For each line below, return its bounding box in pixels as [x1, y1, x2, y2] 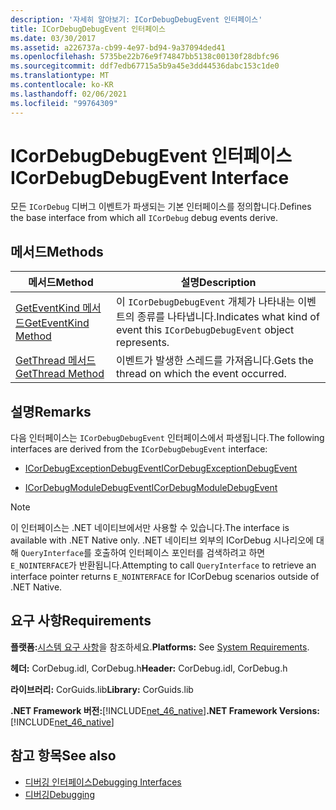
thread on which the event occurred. [116, 367, 287, 381]
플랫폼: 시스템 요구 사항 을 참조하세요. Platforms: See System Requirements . [10, 641, 310, 653]
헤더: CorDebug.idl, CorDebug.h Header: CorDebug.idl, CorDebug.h [10, 662, 288, 674]
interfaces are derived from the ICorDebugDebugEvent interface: [10, 443, 268, 455]
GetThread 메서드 [15, 354, 97, 368]
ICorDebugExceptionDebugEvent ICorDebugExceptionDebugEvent [24, 462, 298, 475]
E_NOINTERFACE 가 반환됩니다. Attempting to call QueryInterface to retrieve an [10, 559, 317, 571]
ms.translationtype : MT [10, 71, 110, 81]
